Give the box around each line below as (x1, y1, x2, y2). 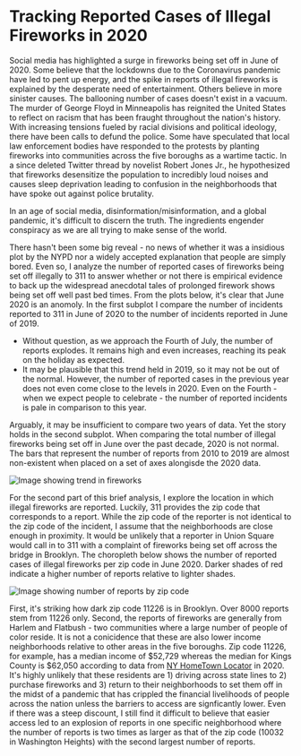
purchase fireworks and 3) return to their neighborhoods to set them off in (9, 679, 283, 690)
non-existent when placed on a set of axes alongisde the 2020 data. (9, 457, 262, 468)
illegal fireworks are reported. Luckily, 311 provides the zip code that (9, 502, 261, 512)
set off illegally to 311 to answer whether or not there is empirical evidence (9, 271, 283, 281)
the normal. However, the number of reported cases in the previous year (21, 374, 289, 384)
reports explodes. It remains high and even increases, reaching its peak (21, 345, 287, 356)
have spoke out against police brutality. (9, 188, 154, 199)
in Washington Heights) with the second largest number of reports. (9, 736, 256, 747)
